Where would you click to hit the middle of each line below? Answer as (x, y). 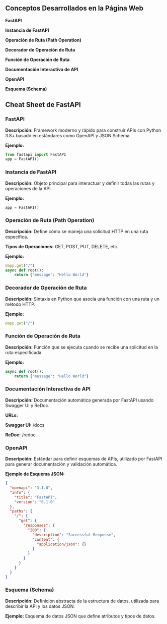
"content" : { (46, 539)
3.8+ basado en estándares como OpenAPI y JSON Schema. (68, 135)
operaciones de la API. (29, 188)
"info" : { (20, 492)
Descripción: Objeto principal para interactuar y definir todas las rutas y (80, 183)
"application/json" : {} (62, 544)
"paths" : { (21, 512)
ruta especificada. (24, 352)
